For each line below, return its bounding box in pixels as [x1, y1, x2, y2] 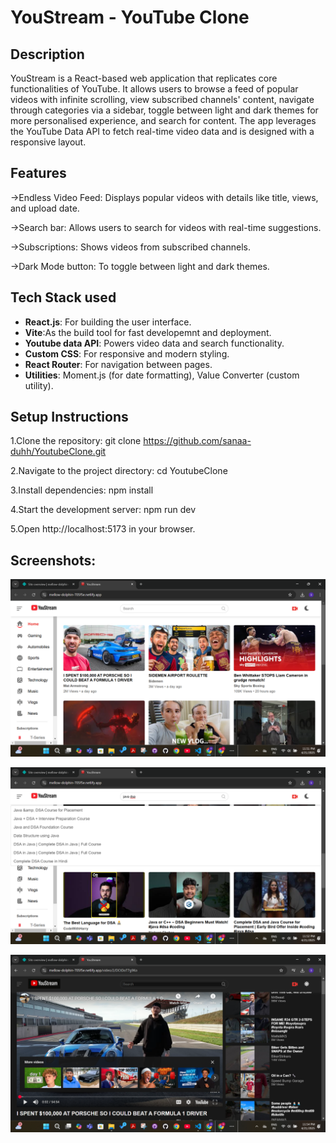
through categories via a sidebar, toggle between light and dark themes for [10, 104, 319, 116]
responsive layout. [10, 136, 87, 148]
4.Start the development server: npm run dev [10, 504, 197, 516]
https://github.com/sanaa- [143, 435, 252, 447]
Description [10, 46, 85, 63]
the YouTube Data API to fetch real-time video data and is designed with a [10, 126, 315, 137]
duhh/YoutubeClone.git [10, 446, 107, 458]
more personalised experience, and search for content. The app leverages [10, 115, 317, 126]
